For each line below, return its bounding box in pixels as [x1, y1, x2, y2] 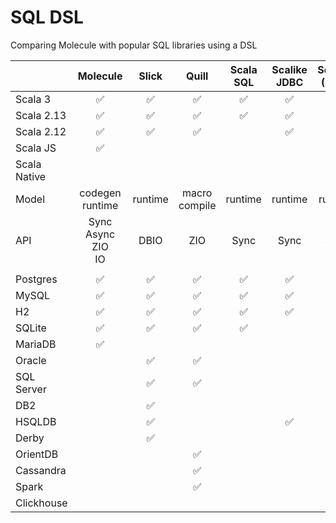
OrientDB [15, 447, 59, 461]
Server [15, 382, 47, 396]
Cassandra [15, 463, 67, 477]
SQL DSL [10, 6, 84, 29]
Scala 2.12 [15, 124, 67, 138]
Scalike [271, 62, 308, 76]
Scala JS [15, 141, 57, 155]
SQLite [15, 321, 47, 335]
